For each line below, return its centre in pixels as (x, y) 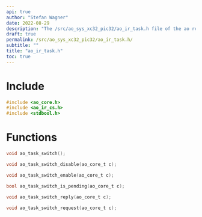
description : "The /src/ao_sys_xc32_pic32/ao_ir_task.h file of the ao (98, 29)
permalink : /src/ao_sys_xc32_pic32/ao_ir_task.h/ (70, 40)
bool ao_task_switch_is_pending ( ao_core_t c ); (66, 186)
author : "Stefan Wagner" (37, 17)
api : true (19, 12)
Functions (32, 137)
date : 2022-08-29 (28, 23)
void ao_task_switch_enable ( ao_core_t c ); (60, 175)
